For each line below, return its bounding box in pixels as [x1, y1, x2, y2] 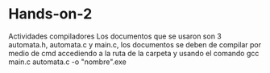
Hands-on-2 [8, 5, 93, 23]
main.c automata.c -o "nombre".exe [8, 57, 127, 67]
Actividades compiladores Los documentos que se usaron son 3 [8, 31, 222, 41]
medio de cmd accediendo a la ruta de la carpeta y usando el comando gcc [8, 48, 260, 58]
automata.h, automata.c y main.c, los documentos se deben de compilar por [8, 39, 262, 49]
